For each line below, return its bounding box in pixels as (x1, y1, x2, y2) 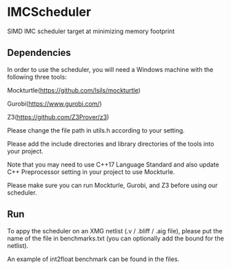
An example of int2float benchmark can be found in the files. (7, 255, 180, 263)
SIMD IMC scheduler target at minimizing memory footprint (7, 27, 175, 35)
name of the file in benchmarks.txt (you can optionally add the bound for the (7, 234, 224, 242)
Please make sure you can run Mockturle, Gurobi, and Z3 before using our (7, 181, 219, 189)
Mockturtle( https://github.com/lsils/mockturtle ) (7, 86, 141, 94)
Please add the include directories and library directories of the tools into (7, 139, 214, 148)
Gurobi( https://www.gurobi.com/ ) (7, 99, 102, 108)
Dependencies (7, 47, 71, 59)
